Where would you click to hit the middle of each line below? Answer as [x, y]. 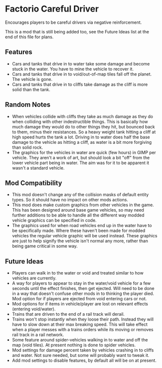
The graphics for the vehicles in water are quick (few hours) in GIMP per [84, 152]
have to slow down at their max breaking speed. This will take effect [80, 324]
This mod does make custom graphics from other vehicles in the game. [83, 205]
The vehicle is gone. [32, 79]
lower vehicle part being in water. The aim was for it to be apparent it [81, 163]
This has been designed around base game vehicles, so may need [78, 210]
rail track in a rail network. [38, 335]
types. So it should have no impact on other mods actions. [70, 200]
